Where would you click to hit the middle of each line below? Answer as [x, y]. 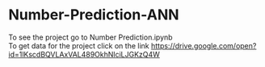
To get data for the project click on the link [79, 45]
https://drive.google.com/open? [204, 45]
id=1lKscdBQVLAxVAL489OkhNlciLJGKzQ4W [84, 54]
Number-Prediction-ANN [94, 15]
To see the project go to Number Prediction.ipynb [90, 37]
